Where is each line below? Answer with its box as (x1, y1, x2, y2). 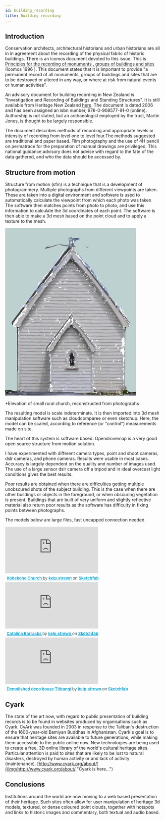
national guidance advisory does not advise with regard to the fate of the (5, 149, 154, 154)
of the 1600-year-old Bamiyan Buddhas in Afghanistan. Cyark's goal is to (5, 729, 154, 735)
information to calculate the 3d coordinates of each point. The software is (5, 208, 156, 214)
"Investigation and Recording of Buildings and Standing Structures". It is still (5, 97, 160, 103)
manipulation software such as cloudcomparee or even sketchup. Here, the (5, 415, 159, 421)
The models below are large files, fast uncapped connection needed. (5, 517, 146, 523)
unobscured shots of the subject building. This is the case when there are (5, 486, 156, 492)
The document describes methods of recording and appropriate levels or (5, 128, 154, 134)
